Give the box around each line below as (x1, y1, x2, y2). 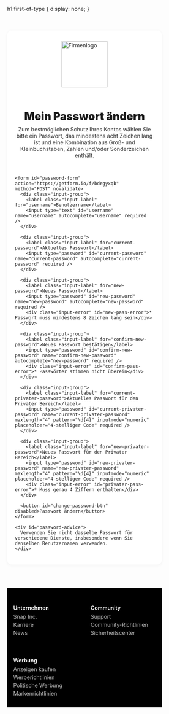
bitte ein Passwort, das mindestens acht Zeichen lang (16, 132, 153, 140)
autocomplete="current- (80, 256, 141, 262)
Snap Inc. (13, 613, 37, 620)
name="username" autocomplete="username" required (15, 213, 147, 219)
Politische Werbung (13, 681, 63, 689)
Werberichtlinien (13, 673, 55, 681)
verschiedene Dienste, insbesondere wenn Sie (15, 535, 133, 541)
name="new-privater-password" (42, 465, 119, 471)
